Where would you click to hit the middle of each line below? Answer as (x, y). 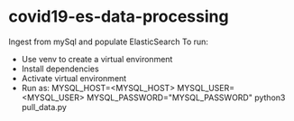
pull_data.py (44, 107)
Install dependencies (60, 69)
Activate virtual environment (74, 78)
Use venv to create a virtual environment (97, 59)
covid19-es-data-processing (119, 17)
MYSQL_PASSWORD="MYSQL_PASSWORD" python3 (186, 98)
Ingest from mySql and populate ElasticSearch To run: (109, 42)
